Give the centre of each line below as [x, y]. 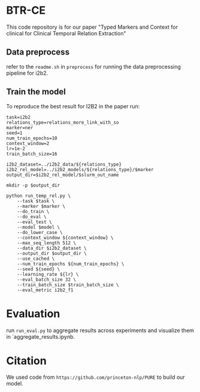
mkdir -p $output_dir [33, 185]
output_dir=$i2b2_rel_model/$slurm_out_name [63, 175]
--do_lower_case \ [40, 232]
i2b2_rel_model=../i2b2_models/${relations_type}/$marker [80, 169]
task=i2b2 [19, 117]
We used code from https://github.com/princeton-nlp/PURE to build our [96, 377]
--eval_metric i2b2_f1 [45, 290]
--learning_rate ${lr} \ [48, 274]
